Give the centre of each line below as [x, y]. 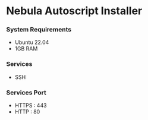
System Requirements [39, 30]
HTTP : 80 [27, 112]
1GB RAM [26, 49]
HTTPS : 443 [31, 106]
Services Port [26, 92]
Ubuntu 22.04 [32, 42]
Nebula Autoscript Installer [74, 11]
